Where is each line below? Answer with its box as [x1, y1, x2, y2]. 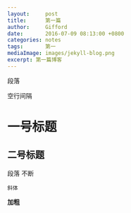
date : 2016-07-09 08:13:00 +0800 [7, 30, 125, 37]
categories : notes [7, 37, 61, 44]
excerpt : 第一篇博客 [7, 56, 62, 63]
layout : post [7, 10, 58, 18]
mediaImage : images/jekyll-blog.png [7, 50, 115, 57]
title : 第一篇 [7, 17, 61, 24]
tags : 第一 [7, 43, 56, 50]
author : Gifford [7, 23, 68, 30]
